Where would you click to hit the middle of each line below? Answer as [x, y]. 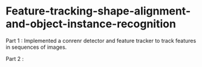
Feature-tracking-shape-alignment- [98, 11]
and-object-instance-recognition [91, 24]
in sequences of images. [36, 47]
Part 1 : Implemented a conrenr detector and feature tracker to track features [101, 40]
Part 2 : [15, 59]
